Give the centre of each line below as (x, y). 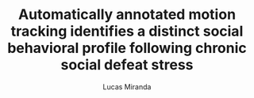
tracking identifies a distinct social (127, 31)
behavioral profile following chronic (127, 48)
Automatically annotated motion (127, 15)
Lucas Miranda (127, 87)
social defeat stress (127, 65)
